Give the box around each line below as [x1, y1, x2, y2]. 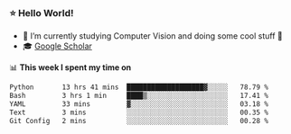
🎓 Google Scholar [22, 40, 93, 51]
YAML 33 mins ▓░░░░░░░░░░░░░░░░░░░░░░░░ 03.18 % [9, 100, 269, 109]
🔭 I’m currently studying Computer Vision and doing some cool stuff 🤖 [22, 31, 283, 41]
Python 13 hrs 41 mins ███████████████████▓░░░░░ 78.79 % [9, 83, 269, 92]
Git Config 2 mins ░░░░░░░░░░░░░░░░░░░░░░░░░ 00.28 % [9, 116, 269, 125]
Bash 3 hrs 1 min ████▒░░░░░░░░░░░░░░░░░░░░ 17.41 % [9, 92, 269, 101]
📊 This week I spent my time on [9, 62, 132, 73]
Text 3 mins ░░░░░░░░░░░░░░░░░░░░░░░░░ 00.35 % [9, 108, 269, 117]
